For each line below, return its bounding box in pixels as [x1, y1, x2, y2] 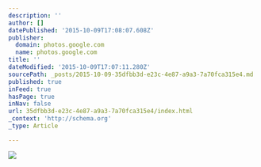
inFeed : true [8, 85, 52, 93]
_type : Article [8, 122, 59, 130]
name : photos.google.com [15, 48, 98, 56]
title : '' [8, 56, 41, 64]
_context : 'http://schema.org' [8, 115, 112, 123]
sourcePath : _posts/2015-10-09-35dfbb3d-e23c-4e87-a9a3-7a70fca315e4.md [8, 70, 254, 78]
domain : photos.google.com [15, 41, 105, 49]
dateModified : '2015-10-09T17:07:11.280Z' [8, 63, 151, 71]
